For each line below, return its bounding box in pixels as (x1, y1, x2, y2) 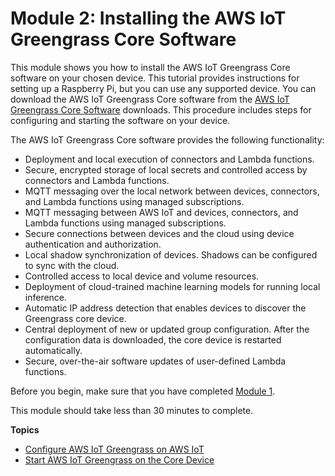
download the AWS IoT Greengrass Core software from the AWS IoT (10, 93, 290, 105)
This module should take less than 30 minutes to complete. (10, 404, 254, 416)
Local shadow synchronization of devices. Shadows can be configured (24, 248, 318, 261)
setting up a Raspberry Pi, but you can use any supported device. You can (10, 82, 317, 94)
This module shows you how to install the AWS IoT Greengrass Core (10, 61, 291, 73)
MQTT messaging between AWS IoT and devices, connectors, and (24, 206, 299, 218)
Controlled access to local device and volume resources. (24, 270, 260, 282)
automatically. (24, 344, 83, 356)
